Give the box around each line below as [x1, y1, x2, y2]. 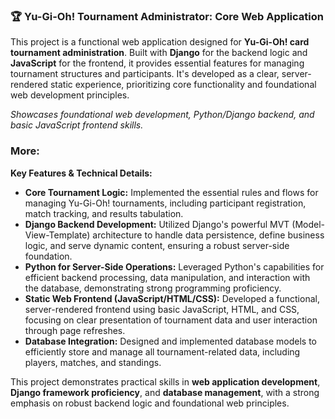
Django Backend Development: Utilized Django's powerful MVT [24, 218, 290, 230]
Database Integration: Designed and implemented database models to [24, 335, 318, 347]
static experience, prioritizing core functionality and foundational [49, 79, 317, 91]
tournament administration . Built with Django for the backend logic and [10, 47, 308, 59]
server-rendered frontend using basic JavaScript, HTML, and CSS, [24, 303, 300, 315]
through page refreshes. [24, 324, 126, 336]
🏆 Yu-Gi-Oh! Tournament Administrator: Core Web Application [10, 9, 324, 23]
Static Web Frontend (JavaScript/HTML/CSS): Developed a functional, [24, 292, 320, 304]
